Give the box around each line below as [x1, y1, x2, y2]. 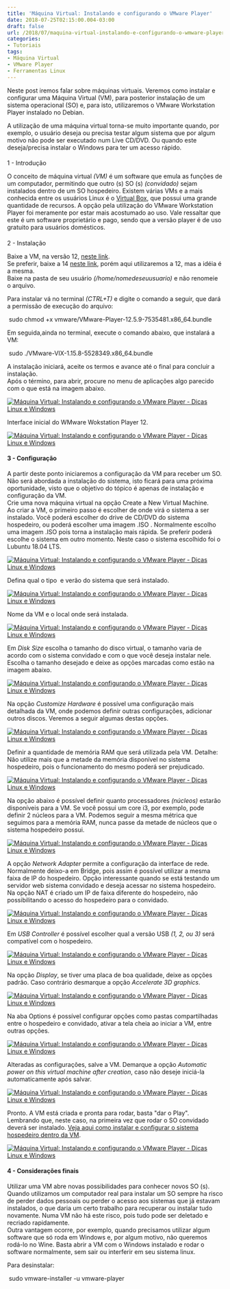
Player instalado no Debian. [7, 108, 84, 117]
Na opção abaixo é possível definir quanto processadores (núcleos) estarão [7, 796, 221, 804]
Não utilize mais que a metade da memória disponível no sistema [7, 755, 190, 763]
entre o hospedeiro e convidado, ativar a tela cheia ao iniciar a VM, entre [7, 1019, 212, 1027]
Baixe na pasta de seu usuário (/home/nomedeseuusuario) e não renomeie [7, 274, 218, 282]
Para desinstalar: [7, 1261, 55, 1269]
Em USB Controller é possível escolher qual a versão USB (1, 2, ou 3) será [7, 930, 215, 938]
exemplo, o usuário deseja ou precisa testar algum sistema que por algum [7, 128, 216, 137]
